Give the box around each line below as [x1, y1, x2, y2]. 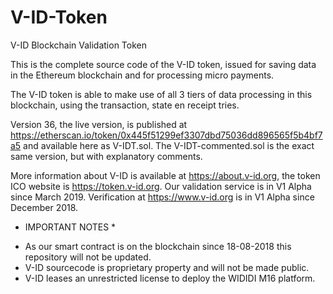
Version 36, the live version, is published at [10, 118, 188, 130]
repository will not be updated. [24, 251, 152, 263]
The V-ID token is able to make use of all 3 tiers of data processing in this [10, 88, 313, 100]
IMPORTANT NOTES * [24, 221, 117, 233]
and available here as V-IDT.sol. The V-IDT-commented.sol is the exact [23, 139, 315, 151]
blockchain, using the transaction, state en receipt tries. [10, 99, 240, 111]
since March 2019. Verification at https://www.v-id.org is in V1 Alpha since [10, 191, 315, 203]
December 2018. [10, 201, 79, 213]
